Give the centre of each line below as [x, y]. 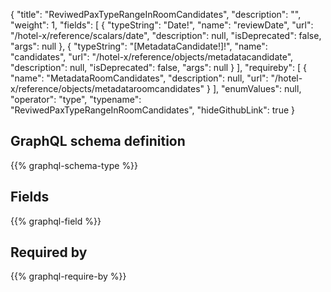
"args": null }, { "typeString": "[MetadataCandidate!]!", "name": [139, 46]
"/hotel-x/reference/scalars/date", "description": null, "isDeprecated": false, [166, 35]
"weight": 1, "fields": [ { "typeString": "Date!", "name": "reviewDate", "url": [162, 25]
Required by [49, 252]
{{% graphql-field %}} [56, 221]
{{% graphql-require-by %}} [68, 276]
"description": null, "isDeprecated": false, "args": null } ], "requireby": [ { [158, 67]
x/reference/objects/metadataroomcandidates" [107, 88]
